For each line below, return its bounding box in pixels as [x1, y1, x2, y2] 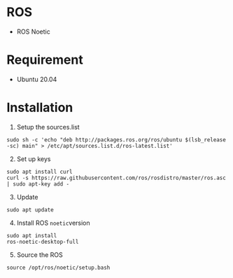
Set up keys [16, 155, 51, 163]
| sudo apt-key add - [6, 180, 70, 188]
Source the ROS [16, 250, 64, 259]
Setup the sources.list [16, 123, 80, 131]
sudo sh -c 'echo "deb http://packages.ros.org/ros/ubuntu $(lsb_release [6, 136, 227, 144]
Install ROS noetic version [16, 218, 90, 227]
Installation [6, 99, 73, 116]
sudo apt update [6, 206, 54, 214]
